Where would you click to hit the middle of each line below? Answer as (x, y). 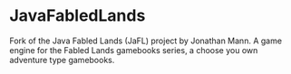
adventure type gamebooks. (62, 60)
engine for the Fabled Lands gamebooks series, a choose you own (134, 50)
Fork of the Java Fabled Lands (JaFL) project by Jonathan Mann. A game (146, 41)
